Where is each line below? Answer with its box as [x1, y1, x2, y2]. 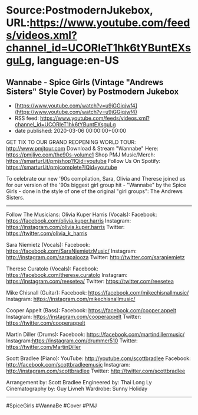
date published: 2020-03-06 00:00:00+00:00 [14, 128, 127, 134]
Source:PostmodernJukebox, [6, 4, 153, 17]
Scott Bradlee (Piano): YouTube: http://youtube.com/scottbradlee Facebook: [6, 355, 192, 362]
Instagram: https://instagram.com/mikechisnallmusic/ [6, 296, 136, 302]
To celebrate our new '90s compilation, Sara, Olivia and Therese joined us [6, 175, 186, 182]
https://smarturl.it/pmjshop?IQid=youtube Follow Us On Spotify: [6, 158, 161, 164]
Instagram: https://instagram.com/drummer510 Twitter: [6, 337, 138, 344]
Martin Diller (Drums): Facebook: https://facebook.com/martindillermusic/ [6, 331, 185, 338]
